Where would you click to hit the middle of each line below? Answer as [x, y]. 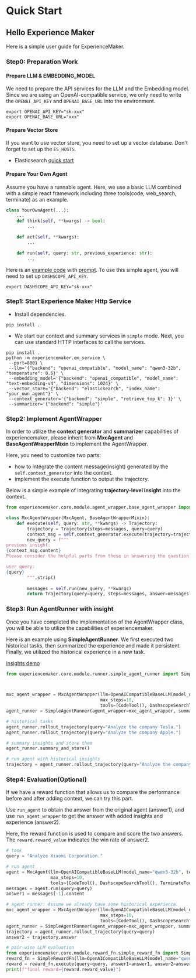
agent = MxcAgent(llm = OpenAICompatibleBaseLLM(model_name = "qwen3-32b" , [95, 872]
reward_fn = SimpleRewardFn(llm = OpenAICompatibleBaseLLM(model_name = [92, 959]
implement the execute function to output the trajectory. [82, 479]
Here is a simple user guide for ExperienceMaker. [65, 46]
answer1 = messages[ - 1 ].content [45, 894]
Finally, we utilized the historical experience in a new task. [76, 652]
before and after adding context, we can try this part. [70, 799]
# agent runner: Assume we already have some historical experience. [92, 904]
